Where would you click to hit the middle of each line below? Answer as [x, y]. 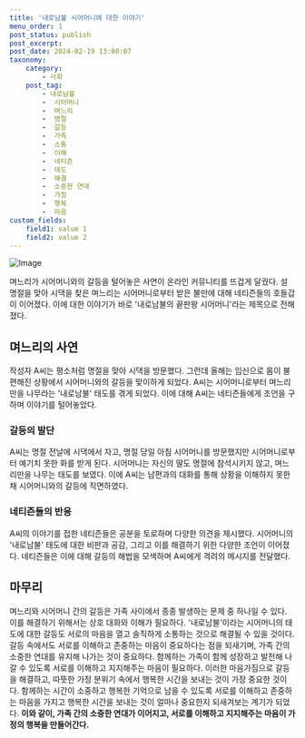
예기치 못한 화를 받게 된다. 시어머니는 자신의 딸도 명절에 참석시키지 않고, [146, 463]
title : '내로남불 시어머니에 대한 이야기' [78, 18]
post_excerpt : [36, 43]
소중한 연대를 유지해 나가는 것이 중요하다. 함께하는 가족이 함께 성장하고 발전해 [146, 656]
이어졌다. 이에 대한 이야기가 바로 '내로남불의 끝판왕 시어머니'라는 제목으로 [148, 304]
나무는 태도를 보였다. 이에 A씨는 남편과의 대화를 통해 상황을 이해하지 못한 [162, 475]
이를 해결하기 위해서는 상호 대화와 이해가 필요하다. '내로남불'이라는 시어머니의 [146, 622]
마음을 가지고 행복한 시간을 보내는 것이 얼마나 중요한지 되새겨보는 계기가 [146, 702]
